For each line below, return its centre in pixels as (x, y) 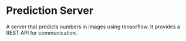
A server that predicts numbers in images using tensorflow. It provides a (93, 27)
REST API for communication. (42, 32)
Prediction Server (50, 11)
